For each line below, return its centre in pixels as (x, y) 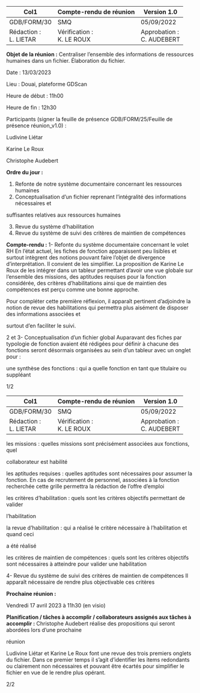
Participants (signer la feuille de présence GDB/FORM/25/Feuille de (89, 119)
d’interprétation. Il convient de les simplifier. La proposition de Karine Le (95, 264)
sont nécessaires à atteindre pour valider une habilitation (77, 564)
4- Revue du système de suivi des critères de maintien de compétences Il (97, 576)
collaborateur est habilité (37, 462)
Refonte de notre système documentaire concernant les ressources (98, 184)
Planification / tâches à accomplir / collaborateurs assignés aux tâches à (99, 617)
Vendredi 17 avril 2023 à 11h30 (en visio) (56, 605)
